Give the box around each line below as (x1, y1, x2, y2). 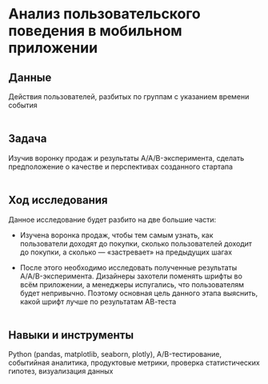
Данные (8, 70, 52, 84)
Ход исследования (8, 194, 108, 207)
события (8, 101, 38, 110)
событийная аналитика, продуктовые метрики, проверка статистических (8, 358, 260, 368)
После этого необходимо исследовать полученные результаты (19, 262, 238, 272)
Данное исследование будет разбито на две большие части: (8, 214, 217, 224)
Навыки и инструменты (8, 329, 134, 342)
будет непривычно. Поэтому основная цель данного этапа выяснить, (19, 288, 258, 298)
